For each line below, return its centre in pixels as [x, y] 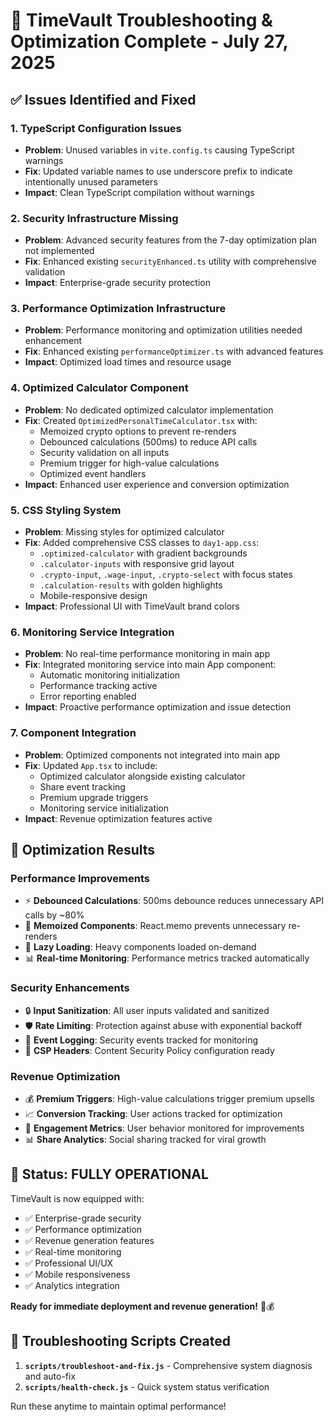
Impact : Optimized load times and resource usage [128, 362]
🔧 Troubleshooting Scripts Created [120, 1341]
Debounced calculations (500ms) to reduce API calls [148, 441]
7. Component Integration [73, 733]
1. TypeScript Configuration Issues [96, 128]
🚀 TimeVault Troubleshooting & [141, 20]
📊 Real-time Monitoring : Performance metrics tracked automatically [167, 958]
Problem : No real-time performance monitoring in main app [147, 654]
